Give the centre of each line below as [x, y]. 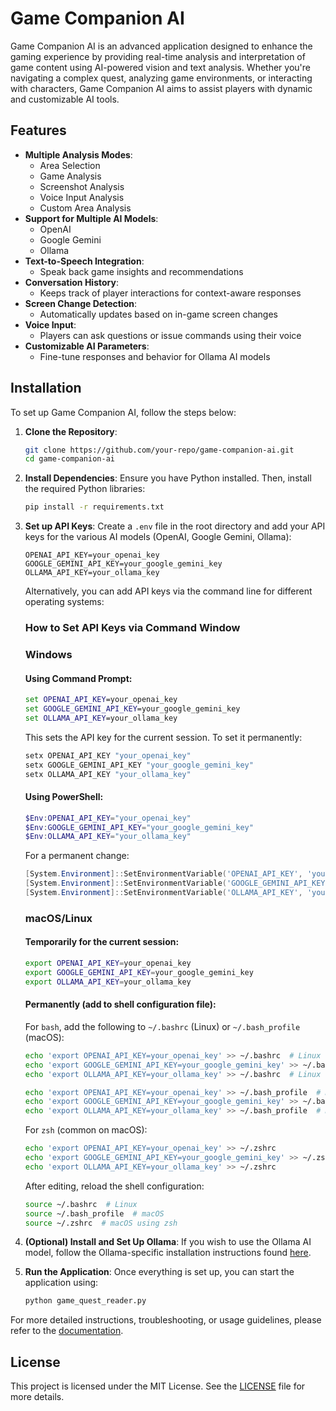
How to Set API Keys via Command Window [132, 628]
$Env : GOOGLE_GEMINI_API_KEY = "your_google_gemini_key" [139, 827]
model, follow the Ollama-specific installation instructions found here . [168, 1253]
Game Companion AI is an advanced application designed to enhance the [161, 46]
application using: [61, 1283]
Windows [48, 655]
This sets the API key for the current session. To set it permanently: [163, 737]
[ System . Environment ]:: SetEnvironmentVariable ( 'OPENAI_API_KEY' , [163, 874]
